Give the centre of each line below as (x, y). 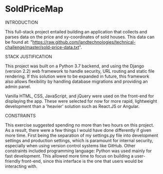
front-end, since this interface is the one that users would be (82, 161)
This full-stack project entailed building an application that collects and (76, 32)
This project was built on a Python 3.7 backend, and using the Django (75, 66)
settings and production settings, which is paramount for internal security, (79, 140)
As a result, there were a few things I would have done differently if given (78, 130)
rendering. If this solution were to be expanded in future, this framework (77, 76)
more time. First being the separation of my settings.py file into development (81, 135)
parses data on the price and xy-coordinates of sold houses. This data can (80, 37)
